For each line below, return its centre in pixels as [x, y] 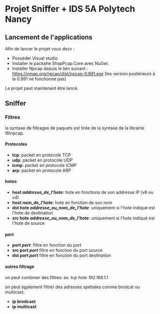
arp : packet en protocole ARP [41, 170]
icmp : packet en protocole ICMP [44, 165]
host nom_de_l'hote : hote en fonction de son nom [62, 203]
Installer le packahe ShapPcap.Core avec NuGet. [60, 63]
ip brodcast [24, 301]
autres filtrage [20, 266]
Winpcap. [15, 133]
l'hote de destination [32, 213]
